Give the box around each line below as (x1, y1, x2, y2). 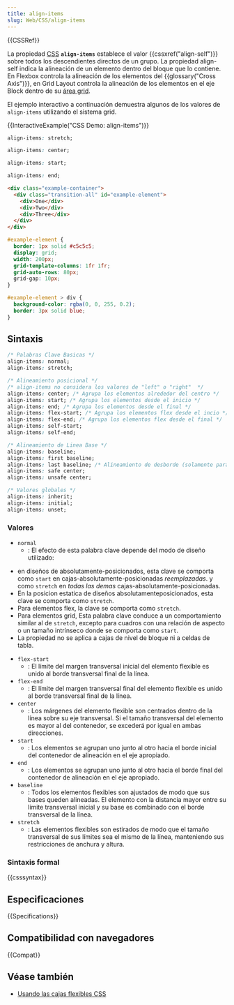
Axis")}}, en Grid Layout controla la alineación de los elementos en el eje (7, 79, 215, 87)
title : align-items (7, 10, 64, 17)
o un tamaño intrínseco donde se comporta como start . (17, 626, 179, 634)
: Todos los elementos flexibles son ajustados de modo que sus (27, 788, 210, 796)
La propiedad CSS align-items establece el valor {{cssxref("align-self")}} (7, 50, 218, 58)
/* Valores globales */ (7, 486, 77, 494)
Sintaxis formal (7, 857, 60, 867)
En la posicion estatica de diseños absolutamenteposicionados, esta (17, 589, 214, 597)
